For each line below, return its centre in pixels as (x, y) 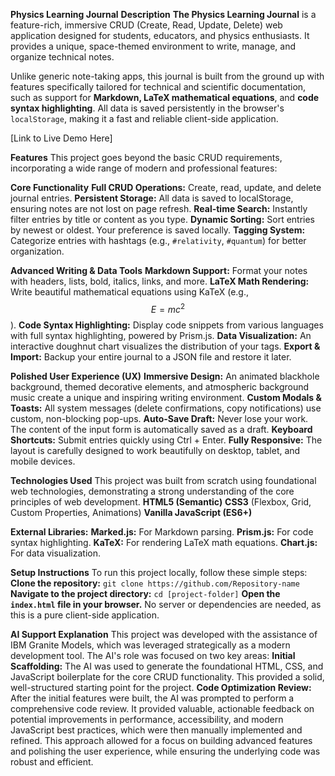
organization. (37, 251)
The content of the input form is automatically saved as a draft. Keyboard (161, 429)
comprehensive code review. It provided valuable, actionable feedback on (162, 708)
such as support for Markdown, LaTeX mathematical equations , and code (165, 97)
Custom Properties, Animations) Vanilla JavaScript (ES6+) (131, 512)
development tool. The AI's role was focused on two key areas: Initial (153, 655)
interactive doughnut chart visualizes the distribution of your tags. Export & (165, 346)
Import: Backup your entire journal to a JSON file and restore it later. (151, 356)
